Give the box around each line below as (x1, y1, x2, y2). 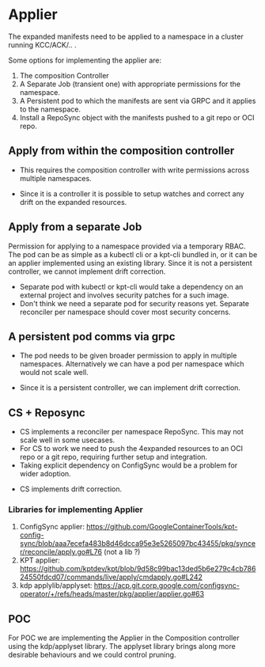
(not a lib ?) (104, 548, 141, 557)
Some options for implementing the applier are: (8, 55, 162, 65)
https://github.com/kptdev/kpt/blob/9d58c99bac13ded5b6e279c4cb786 (19, 564, 256, 574)
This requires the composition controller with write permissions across (19, 165, 250, 175)
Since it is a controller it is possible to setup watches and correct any (19, 188, 244, 199)
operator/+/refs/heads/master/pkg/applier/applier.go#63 (19, 589, 204, 599)
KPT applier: (19, 555, 61, 565)
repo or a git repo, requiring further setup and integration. (19, 453, 208, 462)
